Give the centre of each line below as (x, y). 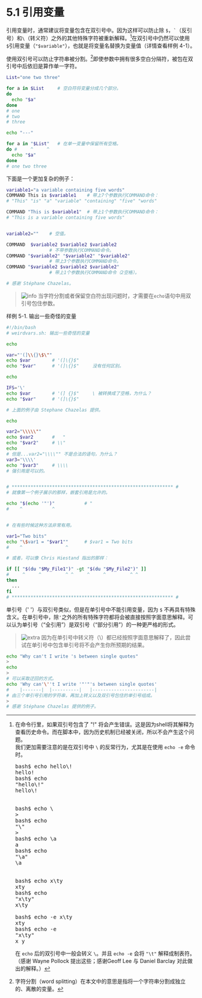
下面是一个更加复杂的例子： (41, 178)
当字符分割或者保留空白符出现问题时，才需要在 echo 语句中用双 (115, 295)
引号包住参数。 (39, 303)
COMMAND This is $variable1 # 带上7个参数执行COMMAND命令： (83, 196)
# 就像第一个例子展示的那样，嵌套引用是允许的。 (58, 493)
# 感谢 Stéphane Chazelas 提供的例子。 (53, 707)
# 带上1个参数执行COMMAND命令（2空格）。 (94, 273)
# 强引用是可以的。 (27, 471)
